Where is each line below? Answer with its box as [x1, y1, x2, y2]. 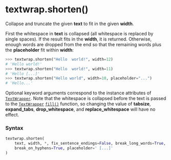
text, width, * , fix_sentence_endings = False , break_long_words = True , [14, 141, 166, 146]
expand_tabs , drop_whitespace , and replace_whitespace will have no [5, 106, 156, 112]
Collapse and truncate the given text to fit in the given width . [5, 21, 134, 27]
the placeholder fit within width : [5, 47, 74, 53]
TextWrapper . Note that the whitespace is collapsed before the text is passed [5, 95, 166, 102]
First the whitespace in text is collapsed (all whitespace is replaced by [5, 30, 154, 36]
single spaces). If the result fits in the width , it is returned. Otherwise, [5, 36, 152, 42]
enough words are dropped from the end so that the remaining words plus [5, 41, 162, 47]
